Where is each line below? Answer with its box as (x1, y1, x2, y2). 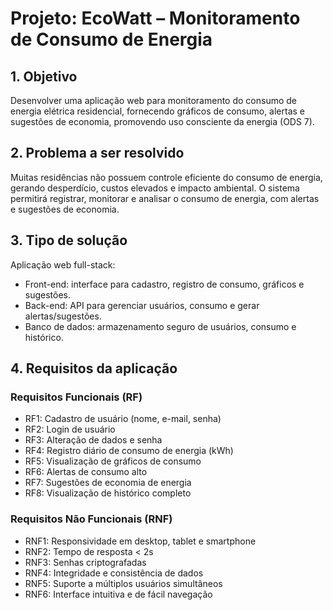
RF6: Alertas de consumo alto (24, 466, 148, 478)
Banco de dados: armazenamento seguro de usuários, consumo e (24, 320, 297, 332)
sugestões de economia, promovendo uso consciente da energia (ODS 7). (10, 116, 315, 127)
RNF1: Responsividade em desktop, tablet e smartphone (24, 535, 257, 547)
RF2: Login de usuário (24, 423, 116, 436)
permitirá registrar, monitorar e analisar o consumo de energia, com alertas (10, 192, 320, 204)
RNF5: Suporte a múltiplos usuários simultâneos (24, 577, 223, 589)
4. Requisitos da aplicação (10, 360, 178, 377)
